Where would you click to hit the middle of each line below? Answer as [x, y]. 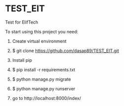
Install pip [22, 60]
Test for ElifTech [22, 22]
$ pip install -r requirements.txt [44, 70]
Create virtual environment [39, 41]
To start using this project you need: [42, 31]
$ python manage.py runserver [44, 88]
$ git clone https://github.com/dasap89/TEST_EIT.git [65, 51]
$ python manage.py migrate [42, 79]
